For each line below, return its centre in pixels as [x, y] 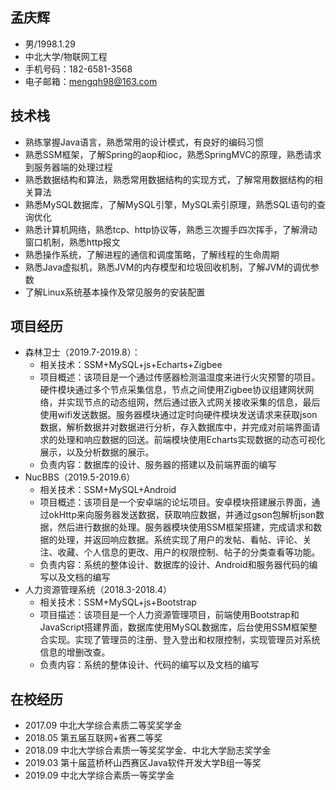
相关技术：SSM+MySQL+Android [108, 490]
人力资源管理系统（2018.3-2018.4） [98, 590]
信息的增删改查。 [75, 652]
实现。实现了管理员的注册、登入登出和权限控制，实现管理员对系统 [184, 640]
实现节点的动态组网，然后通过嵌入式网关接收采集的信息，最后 [193, 402]
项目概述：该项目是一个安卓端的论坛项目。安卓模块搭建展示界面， [175, 502]
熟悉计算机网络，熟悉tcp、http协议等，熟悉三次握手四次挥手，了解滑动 [171, 229]
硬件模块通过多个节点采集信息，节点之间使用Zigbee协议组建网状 [172, 390]
